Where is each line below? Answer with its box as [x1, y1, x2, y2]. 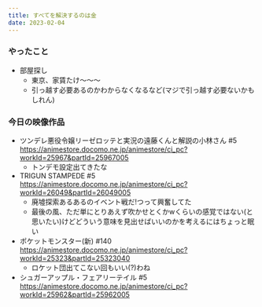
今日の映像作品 [8, 116, 65, 127]
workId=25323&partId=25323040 [19, 254, 131, 263]
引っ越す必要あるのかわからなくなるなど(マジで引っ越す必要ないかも [31, 85, 255, 94]
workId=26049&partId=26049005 [19, 188, 131, 197]
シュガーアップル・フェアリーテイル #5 [19, 272, 148, 283]
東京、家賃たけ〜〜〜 [31, 75, 101, 85]
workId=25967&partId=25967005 [19, 153, 129, 163]
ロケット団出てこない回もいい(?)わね [31, 263, 151, 272]
